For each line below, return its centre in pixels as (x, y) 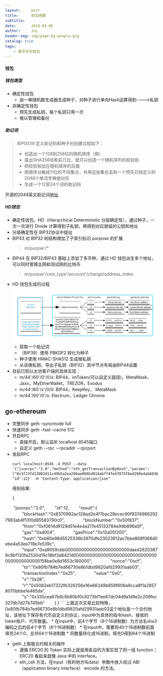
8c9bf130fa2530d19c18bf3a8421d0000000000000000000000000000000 (81, 555)
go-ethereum (26, 411)
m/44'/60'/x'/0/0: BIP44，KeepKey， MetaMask (68, 390)
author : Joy (21, 31)
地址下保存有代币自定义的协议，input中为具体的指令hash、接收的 (83, 615)
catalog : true (19, 42)
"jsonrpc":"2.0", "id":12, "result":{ (55, 508)
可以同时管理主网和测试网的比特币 (46, 264)
